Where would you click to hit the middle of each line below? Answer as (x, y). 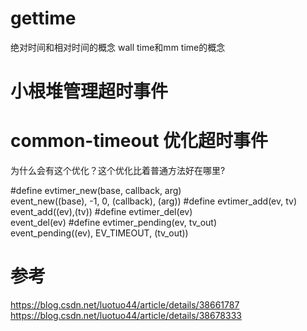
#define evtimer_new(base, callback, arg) (96, 191)
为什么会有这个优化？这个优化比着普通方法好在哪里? (118, 171)
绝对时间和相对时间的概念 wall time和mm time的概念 (118, 47)
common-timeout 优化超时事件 (139, 141)
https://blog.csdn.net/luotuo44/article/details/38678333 (126, 315)
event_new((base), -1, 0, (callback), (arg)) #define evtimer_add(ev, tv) (154, 201)
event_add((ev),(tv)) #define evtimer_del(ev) (101, 212)
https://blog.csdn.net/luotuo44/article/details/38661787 (125, 305)
